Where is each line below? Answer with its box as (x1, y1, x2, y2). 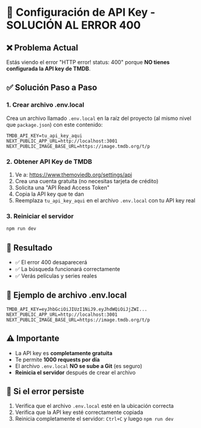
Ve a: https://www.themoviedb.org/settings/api (15, 171, 132, 178)
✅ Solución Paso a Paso (6, 82, 97, 93)
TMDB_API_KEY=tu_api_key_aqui (6, 133, 83, 139)
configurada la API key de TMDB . (6, 65, 91, 72)
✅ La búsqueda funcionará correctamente (15, 265, 120, 272)
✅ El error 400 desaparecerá (15, 258, 88, 266)
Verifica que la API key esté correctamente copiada (15, 409, 143, 416)
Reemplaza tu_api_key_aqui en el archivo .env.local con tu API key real (15, 196, 196, 204)
